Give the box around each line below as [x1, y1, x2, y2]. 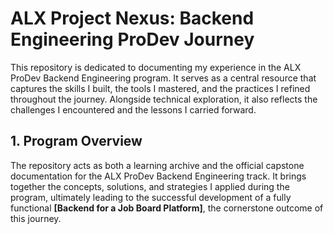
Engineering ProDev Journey [10, 28, 255, 51]
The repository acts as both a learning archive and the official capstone [10, 159, 305, 171]
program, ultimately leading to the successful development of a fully [10, 191, 292, 203]
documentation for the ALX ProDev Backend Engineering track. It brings [10, 170, 307, 182]
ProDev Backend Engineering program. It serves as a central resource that [10, 72, 317, 84]
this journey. [10, 212, 62, 224]
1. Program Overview [10, 133, 143, 150]
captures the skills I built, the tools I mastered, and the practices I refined [10, 82, 311, 94]
